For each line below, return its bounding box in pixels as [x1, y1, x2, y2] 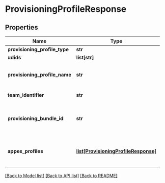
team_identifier [7, 92, 44, 98]
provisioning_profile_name [7, 72, 72, 78]
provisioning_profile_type [7, 46, 69, 53]
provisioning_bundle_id [7, 115, 64, 122]
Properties [5, 23, 38, 32]
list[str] [76, 54, 94, 61]
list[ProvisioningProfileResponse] [76, 148, 157, 154]
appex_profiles [7, 148, 43, 154]
